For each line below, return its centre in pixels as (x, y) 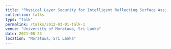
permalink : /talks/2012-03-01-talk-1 (45, 24)
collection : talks (25, 15)
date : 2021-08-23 (24, 34)
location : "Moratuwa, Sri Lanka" (41, 39)
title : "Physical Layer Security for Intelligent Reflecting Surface (81, 10)
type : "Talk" (19, 19)
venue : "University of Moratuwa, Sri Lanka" (53, 29)
